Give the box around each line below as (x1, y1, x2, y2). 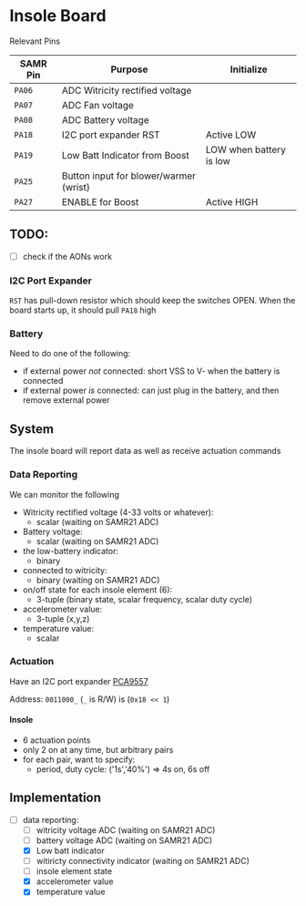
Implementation (9, 790, 102, 806)
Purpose (110, 63, 148, 76)
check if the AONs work (22, 251, 112, 262)
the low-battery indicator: (22, 545, 118, 556)
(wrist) (61, 180, 91, 193)
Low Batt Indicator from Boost (61, 149, 189, 161)
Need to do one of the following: (9, 348, 131, 359)
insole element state (36, 866, 112, 877)
